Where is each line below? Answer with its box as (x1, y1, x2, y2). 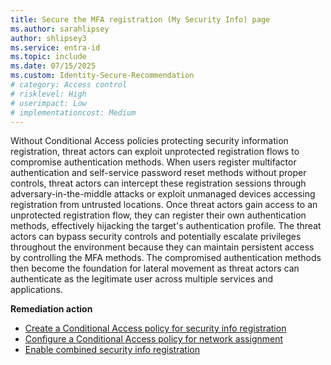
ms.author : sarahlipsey (10, 24, 110, 34)
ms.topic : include (10, 52, 87, 62)
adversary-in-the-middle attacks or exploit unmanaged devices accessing (10, 188, 316, 200)
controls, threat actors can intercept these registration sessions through (10, 177, 307, 190)
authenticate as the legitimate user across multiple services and (10, 273, 273, 285)
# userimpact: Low (10, 98, 87, 108)
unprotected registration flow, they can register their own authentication (10, 209, 307, 221)
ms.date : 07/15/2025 (10, 61, 97, 71)
